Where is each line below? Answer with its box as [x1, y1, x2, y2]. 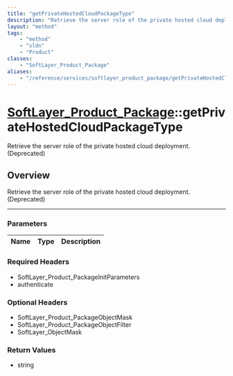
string [17, 361, 35, 369]
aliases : [7, 68, 33, 75]
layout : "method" [7, 23, 58, 30]
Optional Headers [7, 297, 68, 307]
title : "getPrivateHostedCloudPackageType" [7, 10, 135, 17]
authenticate [17, 280, 53, 288]
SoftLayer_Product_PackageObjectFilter [17, 321, 132, 329]
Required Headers [7, 257, 69, 267]
